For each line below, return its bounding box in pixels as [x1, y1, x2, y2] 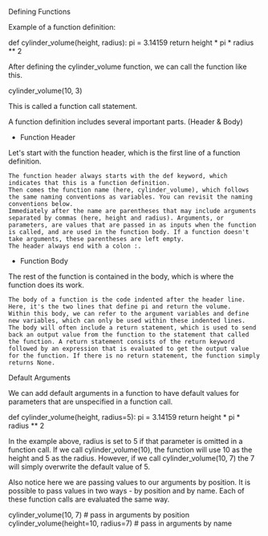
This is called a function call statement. [8, 102, 138, 111]
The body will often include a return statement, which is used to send [8, 324, 257, 332]
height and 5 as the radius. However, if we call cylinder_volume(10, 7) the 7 [8, 453, 255, 463]
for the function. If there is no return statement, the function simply [8, 352, 261, 360]
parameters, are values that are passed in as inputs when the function [8, 221, 257, 229]
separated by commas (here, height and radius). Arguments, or [8, 214, 225, 222]
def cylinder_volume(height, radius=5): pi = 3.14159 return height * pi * [8, 413, 241, 421]
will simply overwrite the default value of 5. [8, 462, 151, 471]
